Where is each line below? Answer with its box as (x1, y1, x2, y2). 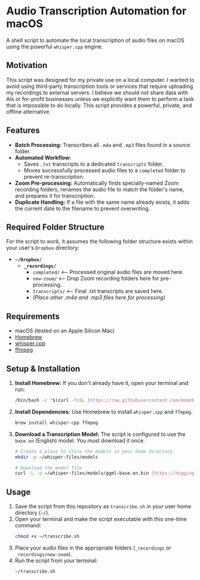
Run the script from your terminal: (14, 557, 99, 564)
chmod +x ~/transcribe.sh (14, 533, 79, 539)
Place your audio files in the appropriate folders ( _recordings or (14, 544, 171, 551)
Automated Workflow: (14, 154, 72, 161)
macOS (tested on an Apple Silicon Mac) (14, 327, 115, 334)
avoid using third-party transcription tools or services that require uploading (6, 83, 193, 90)
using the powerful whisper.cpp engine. (6, 43, 103, 50)
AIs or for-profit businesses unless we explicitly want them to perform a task (6, 95, 194, 102)
